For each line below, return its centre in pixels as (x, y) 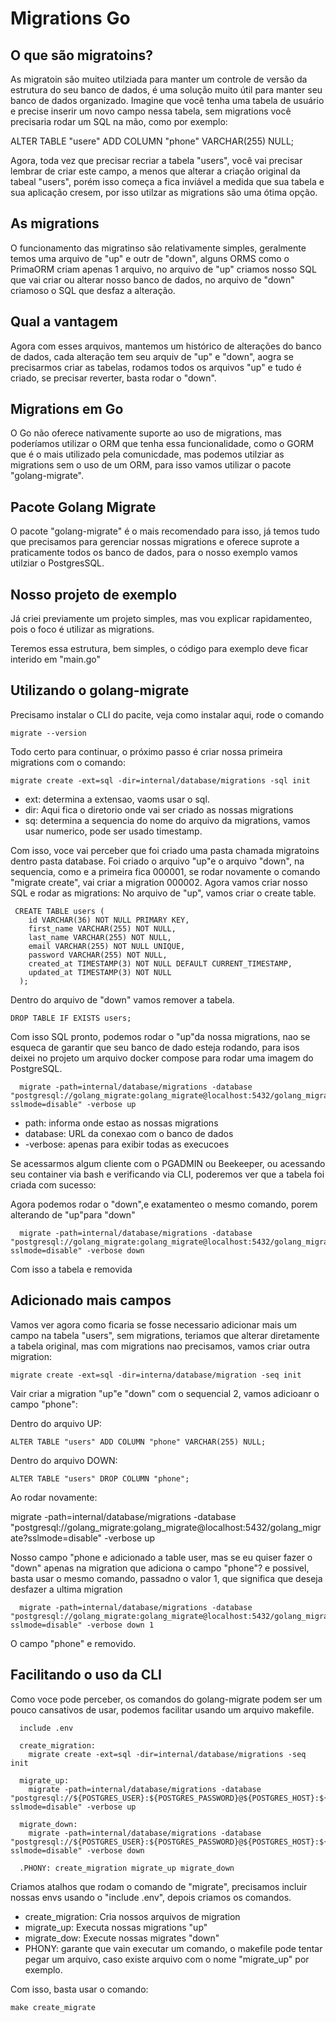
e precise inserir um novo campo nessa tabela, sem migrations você (151, 111)
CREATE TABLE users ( (59, 911)
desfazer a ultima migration (66, 1589)
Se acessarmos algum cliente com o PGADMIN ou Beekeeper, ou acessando (168, 1163)
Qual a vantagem (64, 322)
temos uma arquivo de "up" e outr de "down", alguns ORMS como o (150, 258)
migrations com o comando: (68, 762)
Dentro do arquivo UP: (56, 1423)
